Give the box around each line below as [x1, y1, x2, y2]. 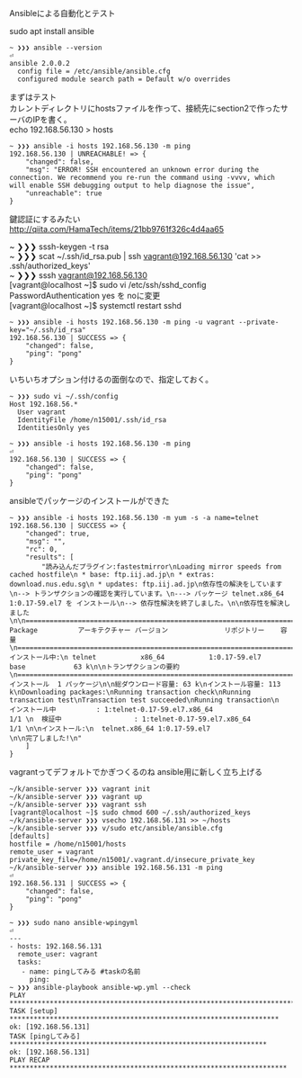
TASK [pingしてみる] [9, 1032, 81, 1041]
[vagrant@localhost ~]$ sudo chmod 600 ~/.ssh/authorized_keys [9, 808, 252, 817]
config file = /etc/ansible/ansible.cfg [17, 67, 171, 76]
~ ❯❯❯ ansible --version [9, 43, 102, 52]
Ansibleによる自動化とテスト [9, 8, 116, 18]
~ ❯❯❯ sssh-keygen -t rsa [9, 241, 110, 252]
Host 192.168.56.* [9, 400, 78, 409]
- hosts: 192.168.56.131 [9, 942, 102, 951]
